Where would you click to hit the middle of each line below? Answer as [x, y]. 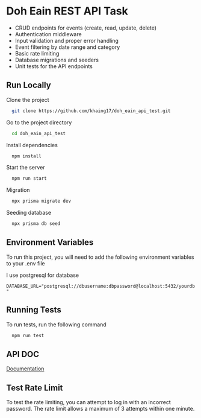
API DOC [23, 354]
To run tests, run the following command [56, 325]
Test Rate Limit [35, 388]
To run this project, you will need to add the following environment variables [100, 257]
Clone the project [28, 100]
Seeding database [29, 213]
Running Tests [34, 310]
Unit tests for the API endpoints [54, 66]
